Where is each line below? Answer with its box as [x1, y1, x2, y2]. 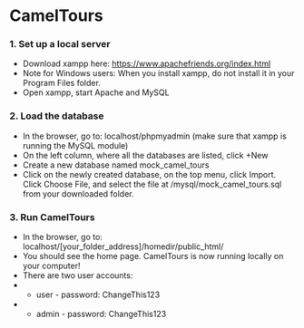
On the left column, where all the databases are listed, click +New [22, 150, 269, 160]
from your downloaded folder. [22, 188, 134, 199]
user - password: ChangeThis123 [35, 289, 161, 300]
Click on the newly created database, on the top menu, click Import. [22, 169, 277, 179]
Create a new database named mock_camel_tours [22, 159, 210, 170]
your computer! [22, 260, 81, 272]
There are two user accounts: [22, 270, 133, 281]
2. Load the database [9, 110, 104, 122]
